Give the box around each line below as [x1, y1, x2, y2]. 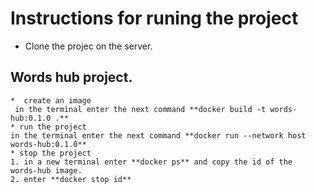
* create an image [10, 95, 92, 106]
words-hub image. [10, 165, 83, 176]
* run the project [10, 122, 87, 132]
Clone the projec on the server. [24, 40, 153, 52]
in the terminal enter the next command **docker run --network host [10, 130, 307, 141]
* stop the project [10, 148, 92, 158]
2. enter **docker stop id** [10, 174, 132, 184]
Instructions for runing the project [10, 7, 299, 30]
